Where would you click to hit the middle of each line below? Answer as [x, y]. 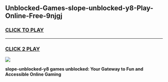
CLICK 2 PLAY [22, 49]
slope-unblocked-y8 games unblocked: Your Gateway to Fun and [74, 69]
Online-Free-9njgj [34, 16]
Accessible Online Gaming [33, 74]
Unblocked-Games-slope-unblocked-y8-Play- [79, 8]
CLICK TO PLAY [24, 30]
